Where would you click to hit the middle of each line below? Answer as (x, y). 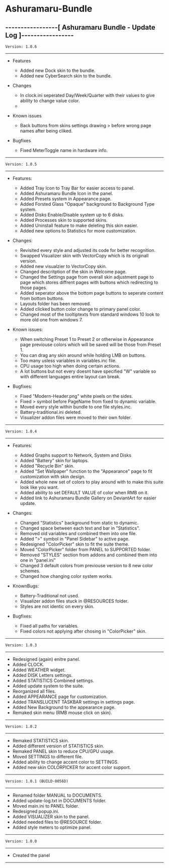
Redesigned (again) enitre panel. (46, 659)
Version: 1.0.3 (21, 645)
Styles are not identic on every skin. (57, 606)
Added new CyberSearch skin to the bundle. (66, 76)
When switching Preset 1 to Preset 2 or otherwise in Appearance (87, 339)
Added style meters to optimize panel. (52, 827)
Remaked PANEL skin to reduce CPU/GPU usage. (63, 751)
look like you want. (39, 487)
